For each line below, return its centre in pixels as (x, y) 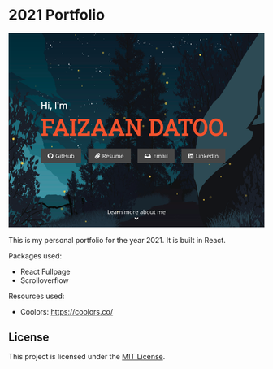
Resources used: (37, 296)
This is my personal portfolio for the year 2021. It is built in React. (117, 240)
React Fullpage (45, 271)
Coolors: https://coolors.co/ (67, 311)
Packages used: (35, 256)
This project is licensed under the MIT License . (87, 357)
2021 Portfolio (57, 15)
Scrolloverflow (44, 280)
